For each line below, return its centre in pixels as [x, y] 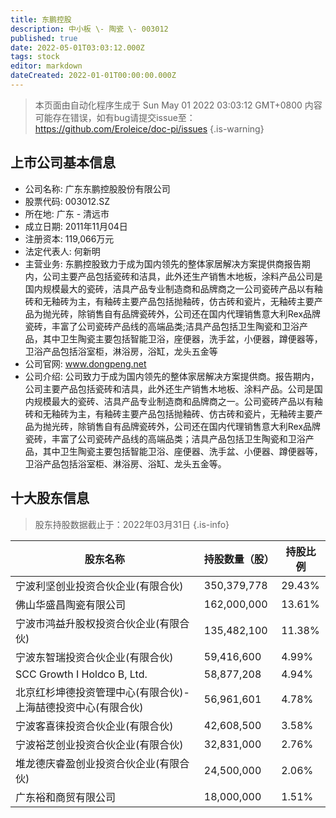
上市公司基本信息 [63, 162]
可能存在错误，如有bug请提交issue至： [115, 117]
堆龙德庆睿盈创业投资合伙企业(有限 [97, 763]
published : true [44, 38]
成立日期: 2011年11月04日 [76, 226]
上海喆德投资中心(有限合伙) [79, 707]
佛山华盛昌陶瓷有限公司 [71, 604]
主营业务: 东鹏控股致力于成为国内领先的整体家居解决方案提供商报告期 [167, 263]
